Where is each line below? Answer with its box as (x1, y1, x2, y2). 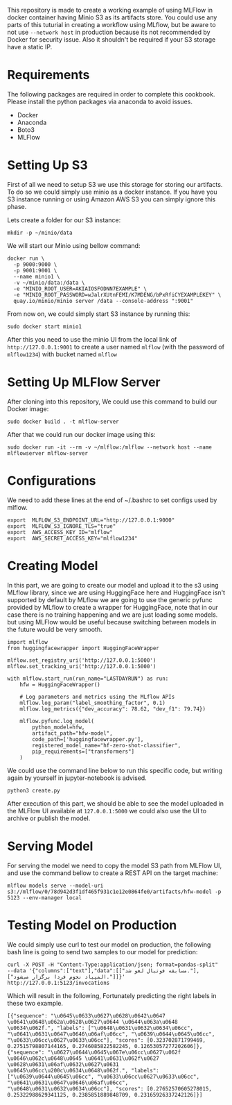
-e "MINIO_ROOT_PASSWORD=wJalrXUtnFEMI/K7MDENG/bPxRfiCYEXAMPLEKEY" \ (13, 291, 222, 298)
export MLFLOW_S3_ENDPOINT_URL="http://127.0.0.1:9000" (7, 517, 175, 524)
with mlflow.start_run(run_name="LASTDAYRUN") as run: (7, 675, 169, 682)
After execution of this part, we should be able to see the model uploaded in (7, 799, 224, 808)
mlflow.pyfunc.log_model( (19, 717, 95, 724)
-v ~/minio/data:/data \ (13, 279, 85, 286)
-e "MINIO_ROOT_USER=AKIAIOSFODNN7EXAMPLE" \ (13, 285, 148, 292)
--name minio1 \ (13, 273, 60, 280)
